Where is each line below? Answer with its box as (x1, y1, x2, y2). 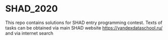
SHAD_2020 (5, 3, 58, 14)
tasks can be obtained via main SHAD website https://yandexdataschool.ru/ (5, 24, 163, 30)
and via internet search (5, 30, 54, 36)
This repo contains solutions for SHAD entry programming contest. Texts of (5, 19, 163, 25)
